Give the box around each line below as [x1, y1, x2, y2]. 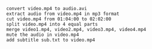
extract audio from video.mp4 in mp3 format [6, 11, 120, 17]
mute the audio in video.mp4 [6, 32, 79, 38]
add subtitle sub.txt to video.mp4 [6, 37, 96, 43]
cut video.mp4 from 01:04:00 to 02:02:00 [6, 16, 112, 22]
